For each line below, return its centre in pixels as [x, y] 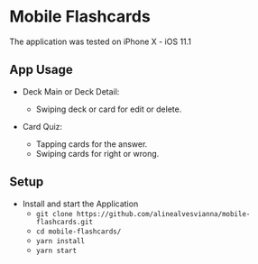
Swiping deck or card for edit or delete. [109, 109]
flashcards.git [64, 222]
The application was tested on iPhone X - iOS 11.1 [101, 41]
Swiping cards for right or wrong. [97, 153]
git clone [55, 214]
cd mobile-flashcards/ [78, 232]
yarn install [60, 241]
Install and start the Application [80, 204]
